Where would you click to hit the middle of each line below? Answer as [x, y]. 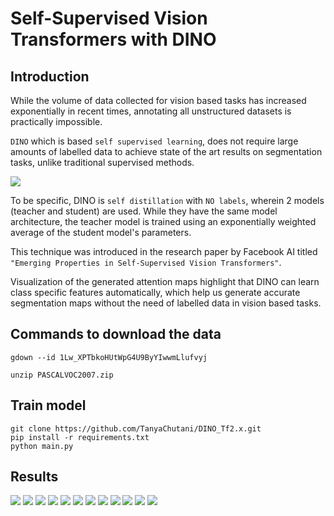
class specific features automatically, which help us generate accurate [155, 292]
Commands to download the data [116, 334]
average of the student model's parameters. [101, 232]
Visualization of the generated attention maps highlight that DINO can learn [165, 281]
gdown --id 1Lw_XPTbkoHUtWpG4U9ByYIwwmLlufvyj [109, 357]
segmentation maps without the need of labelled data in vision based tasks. [166, 303]
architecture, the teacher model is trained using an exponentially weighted [163, 221]
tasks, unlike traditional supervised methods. [102, 162]
